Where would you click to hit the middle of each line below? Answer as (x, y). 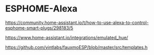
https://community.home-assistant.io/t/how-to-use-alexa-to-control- (77, 22)
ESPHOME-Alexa (41, 9)
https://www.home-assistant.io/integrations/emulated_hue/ (67, 37)
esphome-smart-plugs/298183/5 (39, 27)
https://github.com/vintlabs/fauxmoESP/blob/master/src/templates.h (76, 47)
